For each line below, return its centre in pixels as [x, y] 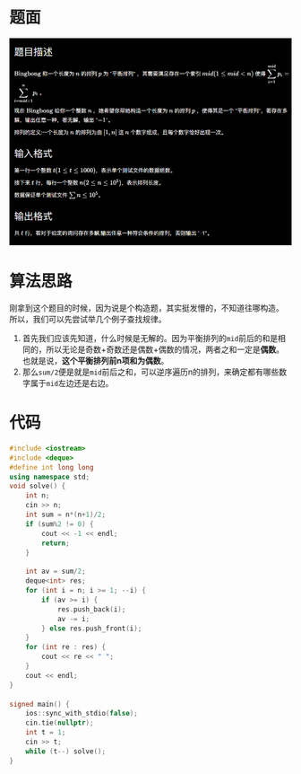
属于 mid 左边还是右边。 [72, 383]
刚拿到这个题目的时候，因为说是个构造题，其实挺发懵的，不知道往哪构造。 [146, 308]
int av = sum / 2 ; [56, 572]
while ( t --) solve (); [65, 751]
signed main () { [39, 704]
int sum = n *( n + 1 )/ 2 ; [65, 515]
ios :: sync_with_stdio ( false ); [82, 714]
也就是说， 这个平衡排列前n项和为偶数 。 [95, 360]
